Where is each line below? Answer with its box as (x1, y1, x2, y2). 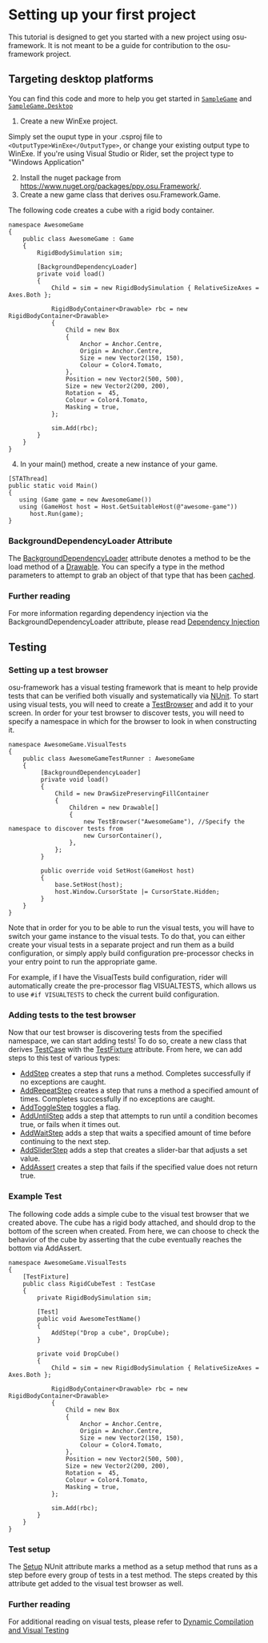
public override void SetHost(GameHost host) (40, 867, 195, 875)
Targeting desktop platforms (8, 72, 154, 86)
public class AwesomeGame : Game (22, 235, 134, 243)
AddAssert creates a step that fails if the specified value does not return (19, 1162, 258, 1172)
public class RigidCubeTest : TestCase (22, 1279, 156, 1287)
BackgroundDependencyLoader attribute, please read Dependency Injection (8, 617, 260, 626)
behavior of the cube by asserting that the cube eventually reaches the (8, 1234, 242, 1244)
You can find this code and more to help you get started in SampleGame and (8, 94, 252, 103)
